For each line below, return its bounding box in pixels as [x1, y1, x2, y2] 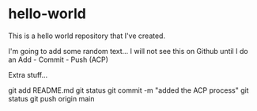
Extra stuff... [8, 70, 48, 79]
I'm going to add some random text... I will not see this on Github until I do [8, 46, 248, 55]
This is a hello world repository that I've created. [8, 31, 166, 40]
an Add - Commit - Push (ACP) [8, 55, 109, 64]
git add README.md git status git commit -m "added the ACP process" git [8, 85, 249, 95]
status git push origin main [8, 94, 95, 103]
